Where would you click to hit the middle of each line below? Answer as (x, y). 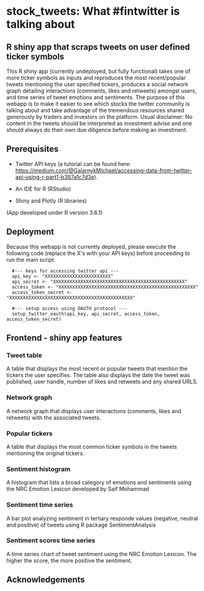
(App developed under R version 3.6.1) (55, 212)
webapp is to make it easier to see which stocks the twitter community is (98, 104)
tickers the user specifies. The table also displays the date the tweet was (98, 375)
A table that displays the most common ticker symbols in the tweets (92, 446)
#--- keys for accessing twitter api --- (66, 271)
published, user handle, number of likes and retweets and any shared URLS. (102, 382)
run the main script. (31, 259)
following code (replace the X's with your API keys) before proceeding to (98, 253)
